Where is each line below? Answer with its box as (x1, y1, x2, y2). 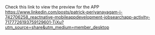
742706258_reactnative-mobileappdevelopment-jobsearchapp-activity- (5, 14, 151, 20)
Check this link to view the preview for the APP (5, 4, 99, 10)
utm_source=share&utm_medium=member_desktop (5, 24, 110, 30)
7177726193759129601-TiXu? (5, 19, 64, 25)
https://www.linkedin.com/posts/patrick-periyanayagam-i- (5, 9, 123, 15)
